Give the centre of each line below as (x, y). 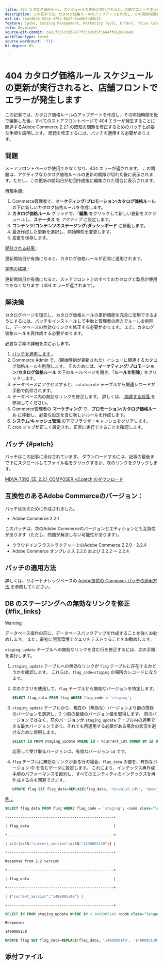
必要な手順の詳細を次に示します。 (39, 344)
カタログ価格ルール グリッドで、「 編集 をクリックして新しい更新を (78, 214)
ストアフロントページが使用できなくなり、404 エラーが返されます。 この (78, 168)
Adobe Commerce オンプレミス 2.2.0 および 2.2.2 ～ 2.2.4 (71, 551)
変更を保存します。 (31, 238)
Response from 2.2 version (32, 861)
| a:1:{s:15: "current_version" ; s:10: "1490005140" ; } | (61, 844)
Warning (13, 623)
